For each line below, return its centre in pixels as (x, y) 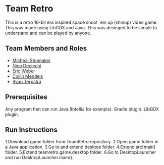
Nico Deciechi (27, 65)
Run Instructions (31, 130)
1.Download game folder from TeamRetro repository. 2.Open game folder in (82, 142)
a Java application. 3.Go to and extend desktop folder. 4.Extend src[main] (80, 147)
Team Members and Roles (46, 48)
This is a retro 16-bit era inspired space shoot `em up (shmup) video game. (81, 22)
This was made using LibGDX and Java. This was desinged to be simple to (81, 27)
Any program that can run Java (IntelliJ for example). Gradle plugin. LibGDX (82, 109)
